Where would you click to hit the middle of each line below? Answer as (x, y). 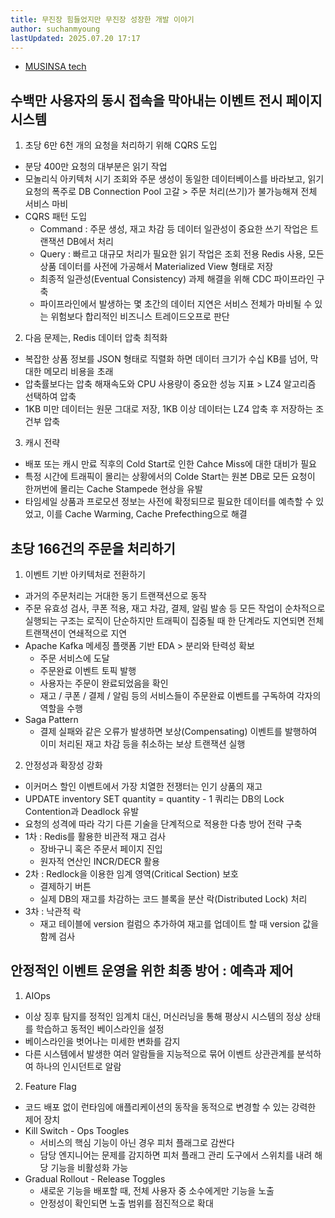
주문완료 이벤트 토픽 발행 (88, 670)
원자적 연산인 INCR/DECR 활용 (99, 861)
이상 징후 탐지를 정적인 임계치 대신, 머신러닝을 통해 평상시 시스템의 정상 (163, 1016)
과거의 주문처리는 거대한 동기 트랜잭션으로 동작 (115, 595)
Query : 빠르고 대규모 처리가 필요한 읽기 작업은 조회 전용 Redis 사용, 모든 (182, 254)
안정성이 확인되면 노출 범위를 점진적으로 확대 (126, 1203)
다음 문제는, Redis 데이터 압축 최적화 (96, 338)
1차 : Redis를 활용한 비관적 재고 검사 (95, 836)
